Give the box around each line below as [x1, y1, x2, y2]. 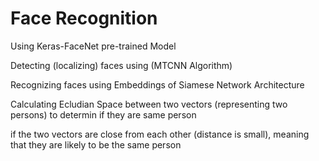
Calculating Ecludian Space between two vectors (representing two [10, 98, 288, 110]
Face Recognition [10, 7, 158, 30]
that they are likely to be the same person [10, 138, 182, 151]
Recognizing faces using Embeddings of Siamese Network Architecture [10, 78, 305, 91]
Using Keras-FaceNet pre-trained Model [10, 40, 177, 52]
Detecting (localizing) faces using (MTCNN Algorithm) [10, 59, 233, 71]
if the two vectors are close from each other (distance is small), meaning [10, 128, 310, 140]
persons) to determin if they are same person [10, 108, 197, 121]
